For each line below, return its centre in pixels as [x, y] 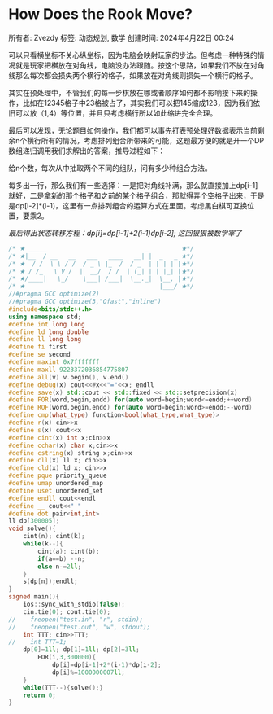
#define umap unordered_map [56, 484]
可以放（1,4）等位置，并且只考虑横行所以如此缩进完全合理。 [116, 113]
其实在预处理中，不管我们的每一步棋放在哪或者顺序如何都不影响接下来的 [129, 92]
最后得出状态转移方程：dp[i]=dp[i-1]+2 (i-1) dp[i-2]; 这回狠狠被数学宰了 [125, 233]
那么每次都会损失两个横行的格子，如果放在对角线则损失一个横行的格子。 [136, 75]
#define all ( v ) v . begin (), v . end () [69, 377]
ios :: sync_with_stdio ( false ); [74, 604]
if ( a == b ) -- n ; [61, 558]
